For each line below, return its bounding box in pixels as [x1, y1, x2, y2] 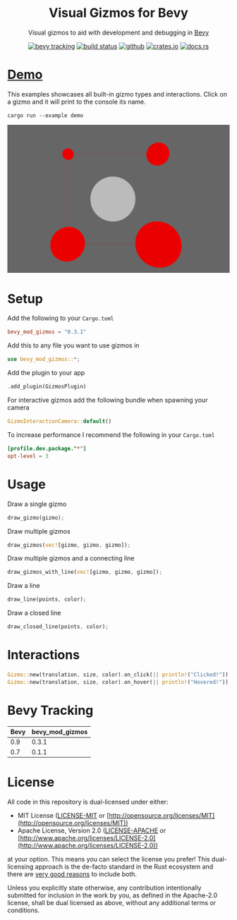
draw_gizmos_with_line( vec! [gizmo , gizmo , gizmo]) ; [7, 569, 162, 576]
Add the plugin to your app [7, 369, 85, 377]
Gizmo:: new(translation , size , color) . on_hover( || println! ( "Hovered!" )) [7, 678, 229, 685]
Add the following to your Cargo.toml [7, 314, 114, 322]
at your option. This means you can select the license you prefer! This [7, 855, 210, 864]
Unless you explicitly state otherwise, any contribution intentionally [7, 883, 202, 893]
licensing [7, 862, 34, 871]
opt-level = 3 [7, 453, 49, 460]
